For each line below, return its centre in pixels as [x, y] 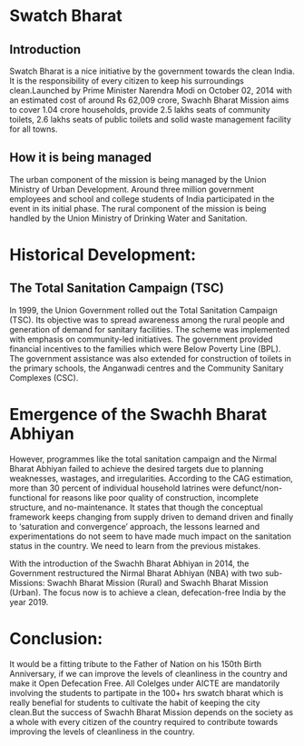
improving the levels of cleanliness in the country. [102, 731]
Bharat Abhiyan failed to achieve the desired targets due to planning [137, 468]
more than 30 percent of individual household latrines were [120, 488]
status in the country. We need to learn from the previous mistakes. [135, 545]
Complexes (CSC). [44, 377]
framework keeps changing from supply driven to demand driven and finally [152, 517]
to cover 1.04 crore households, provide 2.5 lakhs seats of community [140, 109]
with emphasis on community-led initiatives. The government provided [142, 339]
